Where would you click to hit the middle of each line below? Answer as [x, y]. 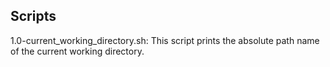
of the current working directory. [77, 51]
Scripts [33, 16]
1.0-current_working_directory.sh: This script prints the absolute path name [165, 40]
